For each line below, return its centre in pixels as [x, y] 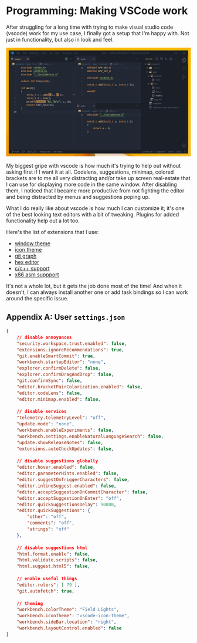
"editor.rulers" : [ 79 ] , [48, 585]
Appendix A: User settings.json [66, 317]
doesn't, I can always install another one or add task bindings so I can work [97, 292]
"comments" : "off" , [51, 523]
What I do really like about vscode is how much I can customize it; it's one [95, 208]
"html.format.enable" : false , [54, 554]
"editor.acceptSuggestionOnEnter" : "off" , [69, 498]
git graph [26, 256]
